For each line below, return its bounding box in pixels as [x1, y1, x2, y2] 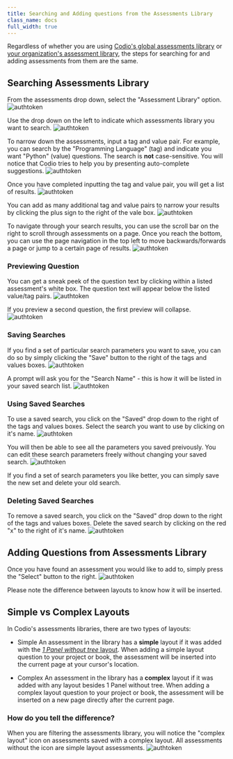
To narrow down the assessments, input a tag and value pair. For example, [7, 137, 220, 146]
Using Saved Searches [7, 399, 86, 409]
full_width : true [7, 23, 58, 30]
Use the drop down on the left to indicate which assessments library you [7, 116, 215, 125]
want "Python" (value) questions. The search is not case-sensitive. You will [7, 152, 223, 161]
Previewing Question [7, 261, 80, 271]
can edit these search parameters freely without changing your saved [7, 450, 207, 459]
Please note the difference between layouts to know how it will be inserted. [7, 586, 223, 594]
